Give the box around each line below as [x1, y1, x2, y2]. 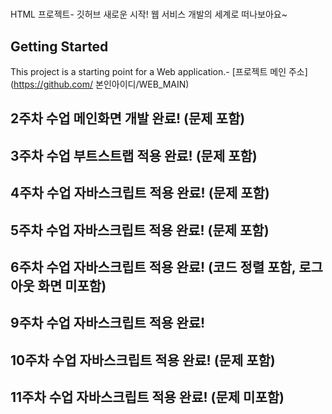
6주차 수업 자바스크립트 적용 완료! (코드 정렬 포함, [10, 258, 297, 276]
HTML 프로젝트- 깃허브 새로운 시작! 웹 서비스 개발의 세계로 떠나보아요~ [10, 8, 288, 21]
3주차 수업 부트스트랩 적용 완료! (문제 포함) [10, 147, 258, 164]
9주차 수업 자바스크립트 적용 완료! [10, 315, 206, 332]
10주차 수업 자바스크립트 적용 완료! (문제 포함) [10, 352, 276, 369]
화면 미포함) [37, 277, 107, 294]
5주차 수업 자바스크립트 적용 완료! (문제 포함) [10, 222, 270, 239]
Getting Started [10, 38, 109, 55]
